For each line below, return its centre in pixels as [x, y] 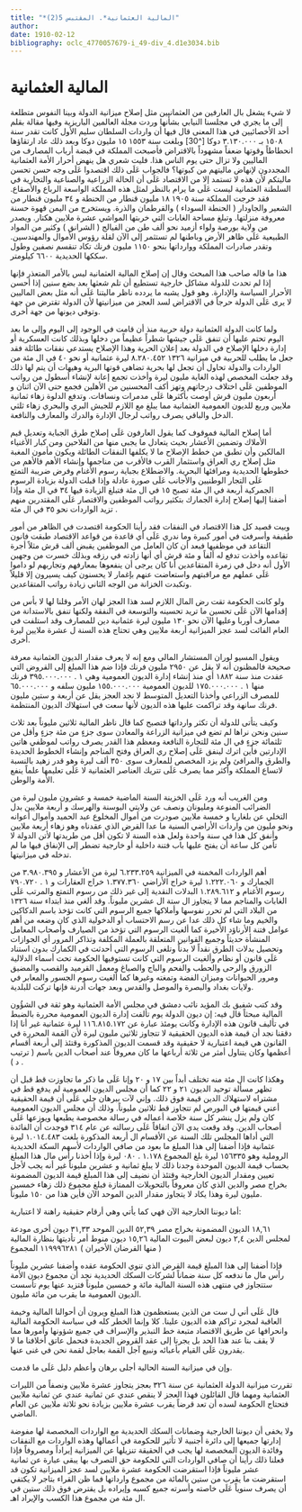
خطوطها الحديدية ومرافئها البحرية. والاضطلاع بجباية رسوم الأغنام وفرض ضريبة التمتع [150, 471]
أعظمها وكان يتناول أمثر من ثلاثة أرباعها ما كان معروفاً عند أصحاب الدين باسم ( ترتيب [151, 1052]
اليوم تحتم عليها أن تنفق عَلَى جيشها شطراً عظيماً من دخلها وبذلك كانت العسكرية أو [147, 339]
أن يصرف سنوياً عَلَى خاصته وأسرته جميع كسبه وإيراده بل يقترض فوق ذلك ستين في [148, 1489]
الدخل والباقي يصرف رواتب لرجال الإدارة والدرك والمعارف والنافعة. [122, 415]
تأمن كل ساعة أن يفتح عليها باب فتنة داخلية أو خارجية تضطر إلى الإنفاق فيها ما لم [144, 845]
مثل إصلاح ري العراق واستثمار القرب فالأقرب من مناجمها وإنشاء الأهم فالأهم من [143, 461]
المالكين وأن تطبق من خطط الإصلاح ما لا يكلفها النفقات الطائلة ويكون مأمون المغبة [148, 452]
